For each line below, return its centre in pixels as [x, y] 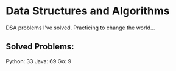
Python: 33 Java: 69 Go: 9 [38, 61]
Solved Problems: [40, 47]
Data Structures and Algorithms [88, 11]
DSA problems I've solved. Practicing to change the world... [80, 28]
